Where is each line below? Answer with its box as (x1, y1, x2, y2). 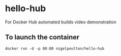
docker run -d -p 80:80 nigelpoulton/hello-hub (5, 46, 105, 51)
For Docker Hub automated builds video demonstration (5, 19, 117, 25)
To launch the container (5, 33, 80, 41)
